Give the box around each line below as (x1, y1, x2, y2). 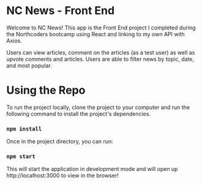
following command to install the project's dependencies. (6, 110, 151, 117)
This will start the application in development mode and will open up (6, 165, 178, 173)
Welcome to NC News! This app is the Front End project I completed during (6, 24, 196, 31)
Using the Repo (6, 83, 86, 97)
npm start (6, 153, 36, 160)
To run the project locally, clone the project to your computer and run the (6, 104, 190, 111)
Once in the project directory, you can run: (6, 138, 113, 145)
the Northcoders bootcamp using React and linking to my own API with (6, 30, 185, 37)
